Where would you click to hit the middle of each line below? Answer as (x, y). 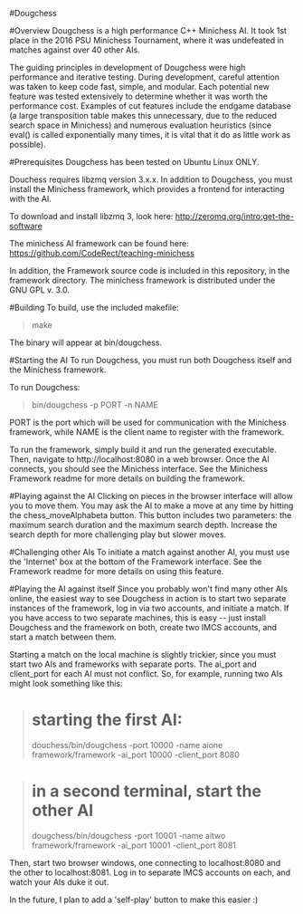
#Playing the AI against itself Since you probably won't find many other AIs (148, 589)
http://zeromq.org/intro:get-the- (235, 216)
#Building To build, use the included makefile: (94, 308)
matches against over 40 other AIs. (75, 50)
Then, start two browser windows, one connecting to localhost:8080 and (145, 862)
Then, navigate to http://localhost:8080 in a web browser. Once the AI (139, 459)
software (26, 226)
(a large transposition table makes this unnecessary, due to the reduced (143, 115)
